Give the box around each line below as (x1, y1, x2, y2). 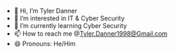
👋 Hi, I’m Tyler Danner (13, 7, 77, 15)
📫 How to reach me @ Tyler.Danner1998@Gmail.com (13, 29, 168, 38)
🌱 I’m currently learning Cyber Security (13, 22, 127, 29)
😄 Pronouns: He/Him (13, 39, 76, 48)
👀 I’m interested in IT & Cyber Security (13, 14, 125, 22)
